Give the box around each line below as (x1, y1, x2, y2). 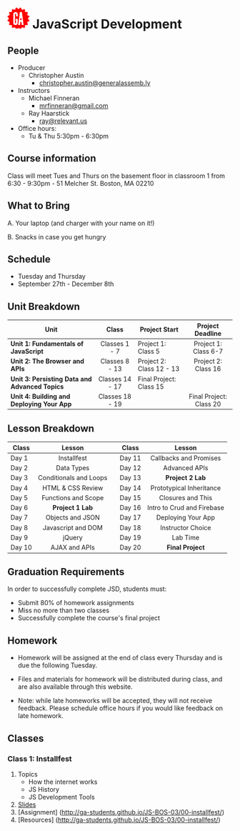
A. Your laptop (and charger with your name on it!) (7, 219, 155, 227)
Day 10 (10, 543, 32, 552)
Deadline (194, 329, 222, 337)
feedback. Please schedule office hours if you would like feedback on (17, 704, 224, 712)
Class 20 (194, 399, 221, 408)
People (7, 44, 39, 56)
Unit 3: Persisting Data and (10, 374, 92, 383)
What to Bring (7, 200, 70, 212)
